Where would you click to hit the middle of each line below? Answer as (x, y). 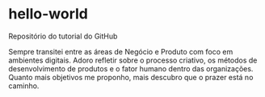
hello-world (48, 14)
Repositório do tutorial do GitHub (63, 36)
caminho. (24, 86)
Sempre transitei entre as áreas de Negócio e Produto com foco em (121, 51)
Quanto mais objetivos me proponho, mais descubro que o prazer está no (131, 77)
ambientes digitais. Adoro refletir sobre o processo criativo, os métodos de (133, 60)
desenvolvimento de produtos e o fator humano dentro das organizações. (131, 68)
